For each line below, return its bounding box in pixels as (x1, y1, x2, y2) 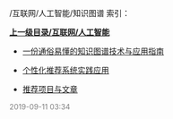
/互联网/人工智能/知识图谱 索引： (9, 8, 131, 18)
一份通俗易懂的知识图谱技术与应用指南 (22, 46, 164, 56)
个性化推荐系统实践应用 (22, 65, 109, 75)
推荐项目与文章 (22, 84, 78, 94)
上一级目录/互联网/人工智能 (9, 27, 110, 38)
